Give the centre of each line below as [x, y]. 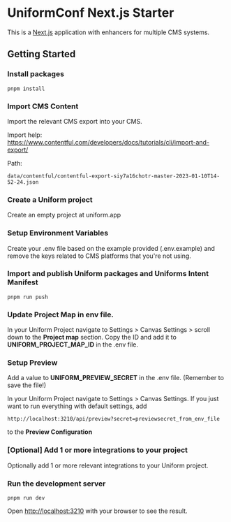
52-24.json [23, 182]
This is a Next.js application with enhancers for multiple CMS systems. [109, 32]
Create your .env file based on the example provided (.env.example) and [111, 248]
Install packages [36, 74]
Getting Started [42, 54]
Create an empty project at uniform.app [64, 215]
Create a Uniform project [50, 199]
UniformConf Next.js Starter [91, 13]
